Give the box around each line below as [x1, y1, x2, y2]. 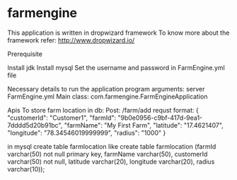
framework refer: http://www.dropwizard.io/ [7, 35, 135, 44]
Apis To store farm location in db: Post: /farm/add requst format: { [7, 106, 200, 114]
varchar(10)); [7, 164, 45, 173]
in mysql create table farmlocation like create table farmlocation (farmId [7, 142, 216, 150]
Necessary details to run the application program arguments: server [7, 84, 205, 93]
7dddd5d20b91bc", [7, 120, 63, 129]
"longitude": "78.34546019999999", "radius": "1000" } [7, 128, 166, 137]
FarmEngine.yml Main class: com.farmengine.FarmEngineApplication [7, 92, 208, 101]
